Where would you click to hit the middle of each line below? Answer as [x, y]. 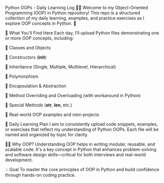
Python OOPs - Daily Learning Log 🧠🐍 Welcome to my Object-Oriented [77, 8]
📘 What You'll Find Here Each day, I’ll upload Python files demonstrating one [82, 33]
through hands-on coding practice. [41, 175]
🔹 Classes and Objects [28, 48]
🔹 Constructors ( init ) [26, 57]
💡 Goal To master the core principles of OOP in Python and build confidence [82, 169]
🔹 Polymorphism [22, 76]
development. [19, 160]
